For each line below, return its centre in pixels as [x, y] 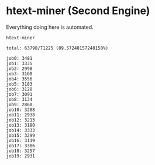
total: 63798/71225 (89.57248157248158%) [57, 48]
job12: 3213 [20, 120]
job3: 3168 [19, 74]
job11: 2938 [20, 115]
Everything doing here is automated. [50, 27]
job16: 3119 [20, 140]
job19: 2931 [20, 156]
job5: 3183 [19, 84]
